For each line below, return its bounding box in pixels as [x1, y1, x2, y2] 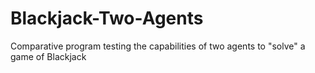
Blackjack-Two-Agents [10, 7, 204, 30]
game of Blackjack [10, 50, 87, 62]
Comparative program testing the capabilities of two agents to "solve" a [10, 40, 306, 52]
